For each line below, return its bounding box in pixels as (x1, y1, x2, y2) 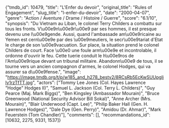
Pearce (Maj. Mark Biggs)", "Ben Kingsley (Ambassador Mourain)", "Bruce (5, 91, 160, 96)
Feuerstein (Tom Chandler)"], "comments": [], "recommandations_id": (5, 112, 151, 118)
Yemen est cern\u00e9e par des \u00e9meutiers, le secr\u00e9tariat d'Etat (5, 36, 163, 42)
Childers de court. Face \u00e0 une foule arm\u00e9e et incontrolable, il (5, 48, 157, 53)
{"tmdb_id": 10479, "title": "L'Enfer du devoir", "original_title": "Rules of (5, 5, 152, 10)
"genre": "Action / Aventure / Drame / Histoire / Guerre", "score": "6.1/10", (5, 15, 158, 21)
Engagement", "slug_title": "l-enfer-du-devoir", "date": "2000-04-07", (5, 10, 150, 16)
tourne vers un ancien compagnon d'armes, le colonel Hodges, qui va (5, 63, 151, 69)
